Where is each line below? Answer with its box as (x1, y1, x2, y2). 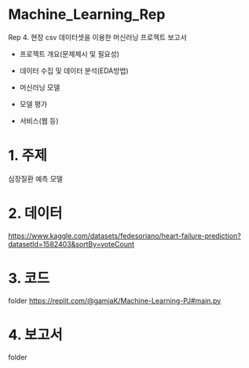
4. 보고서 (8, 326, 63, 344)
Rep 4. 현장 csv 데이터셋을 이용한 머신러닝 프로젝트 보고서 (8, 32, 187, 42)
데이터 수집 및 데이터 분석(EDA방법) (19, 65, 129, 75)
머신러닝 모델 (19, 83, 60, 92)
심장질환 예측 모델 (8, 174, 63, 183)
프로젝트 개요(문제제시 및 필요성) (19, 49, 120, 58)
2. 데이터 (8, 204, 63, 223)
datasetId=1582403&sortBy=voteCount (8, 239, 135, 248)
